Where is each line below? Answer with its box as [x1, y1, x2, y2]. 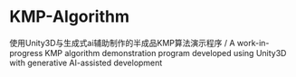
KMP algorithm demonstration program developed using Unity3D [44, 47, 287, 58]
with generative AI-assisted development [9, 57, 163, 68]
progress [9, 47, 43, 58]
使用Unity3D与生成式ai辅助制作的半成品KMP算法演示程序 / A [9, 37, 235, 48]
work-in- [236, 37, 270, 48]
